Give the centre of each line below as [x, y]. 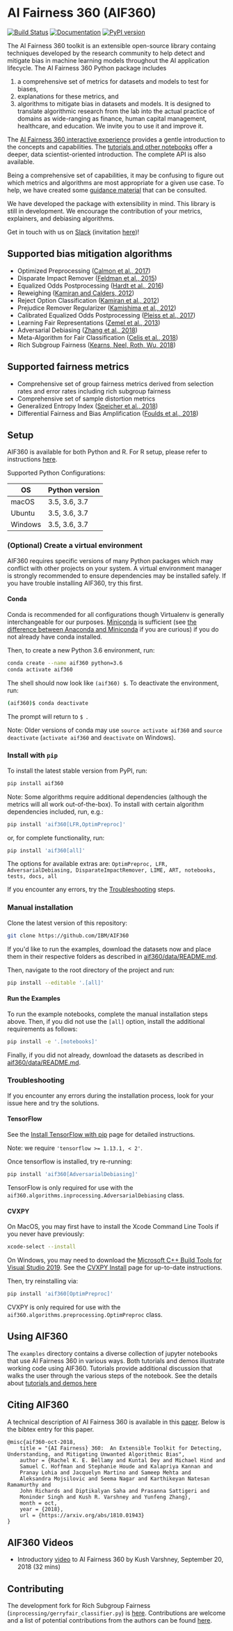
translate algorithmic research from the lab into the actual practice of [116, 111]
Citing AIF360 [38, 1405]
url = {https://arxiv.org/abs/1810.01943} [82, 1515]
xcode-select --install [42, 1247]
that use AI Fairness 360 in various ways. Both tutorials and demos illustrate [116, 1361]
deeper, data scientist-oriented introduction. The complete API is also [107, 154]
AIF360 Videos [40, 1543]
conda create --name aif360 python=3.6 [65, 663]
